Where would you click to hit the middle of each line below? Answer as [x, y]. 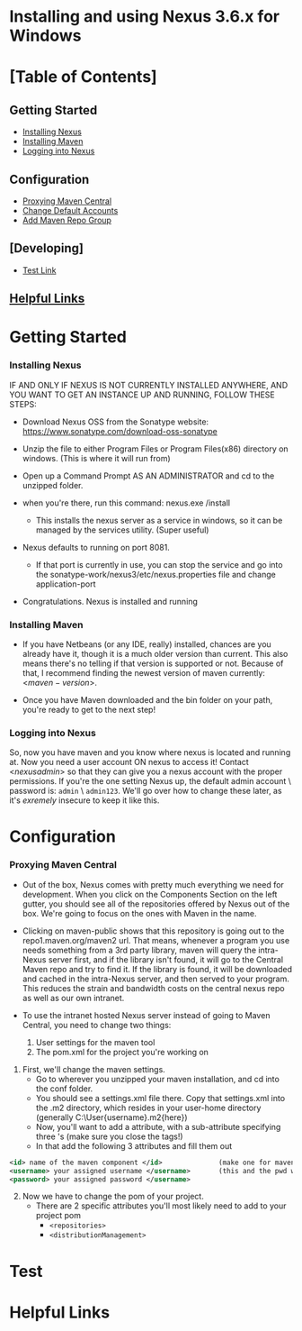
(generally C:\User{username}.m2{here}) [111, 1117]
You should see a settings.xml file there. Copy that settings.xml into [160, 1098]
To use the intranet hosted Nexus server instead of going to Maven [146, 1015]
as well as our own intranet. [73, 998]
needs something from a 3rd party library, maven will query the [139, 950]
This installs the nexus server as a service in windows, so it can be [159, 520]
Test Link [39, 270]
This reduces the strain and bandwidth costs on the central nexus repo [153, 988]
